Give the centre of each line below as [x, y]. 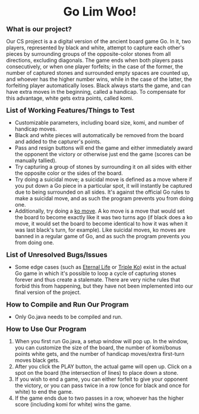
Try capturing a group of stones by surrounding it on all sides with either [103, 167]
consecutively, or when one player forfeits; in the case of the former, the [94, 67]
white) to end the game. [44, 392]
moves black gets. [37, 360]
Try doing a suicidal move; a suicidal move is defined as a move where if [103, 179]
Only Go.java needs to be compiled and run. [69, 317]
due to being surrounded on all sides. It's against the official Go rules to [102, 192]
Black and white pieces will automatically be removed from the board [99, 135]
